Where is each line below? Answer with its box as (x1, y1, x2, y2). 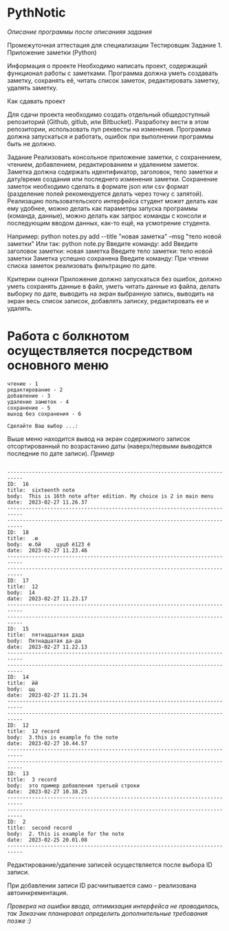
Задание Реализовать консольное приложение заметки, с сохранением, (7, 153, 222, 161)
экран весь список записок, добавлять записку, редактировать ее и (7, 296, 209, 305)
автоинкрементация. (7, 888, 69, 897)
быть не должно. (7, 139, 57, 147)
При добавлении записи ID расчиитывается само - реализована (7, 881, 197, 890)
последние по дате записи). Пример (7, 449, 115, 458)
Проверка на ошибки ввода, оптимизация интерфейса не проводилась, (7, 901, 220, 910)
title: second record (7, 824, 72, 831)
